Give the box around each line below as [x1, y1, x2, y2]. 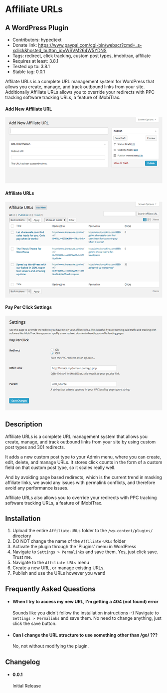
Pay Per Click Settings [5, 304, 52, 310]
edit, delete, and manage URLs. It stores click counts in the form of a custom [5, 459, 163, 465]
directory [12, 533, 31, 539]
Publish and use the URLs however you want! [12, 570, 106, 576]
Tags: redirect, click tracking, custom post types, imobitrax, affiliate [12, 53, 151, 59]
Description [5, 420, 42, 429]
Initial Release [12, 682, 41, 688]
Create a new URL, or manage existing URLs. [12, 565, 105, 571]
